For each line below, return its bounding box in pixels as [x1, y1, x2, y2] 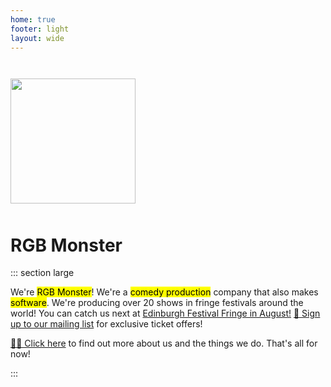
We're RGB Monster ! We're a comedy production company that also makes [10, 286, 319, 298]
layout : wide [10, 33, 65, 43]
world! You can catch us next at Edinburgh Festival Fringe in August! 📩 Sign [10, 307, 321, 320]
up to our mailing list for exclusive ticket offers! [10, 318, 203, 330]
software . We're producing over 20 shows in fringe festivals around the [10, 297, 304, 309]
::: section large [10, 267, 75, 279]
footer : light [10, 24, 70, 34]
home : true [10, 14, 56, 25]
